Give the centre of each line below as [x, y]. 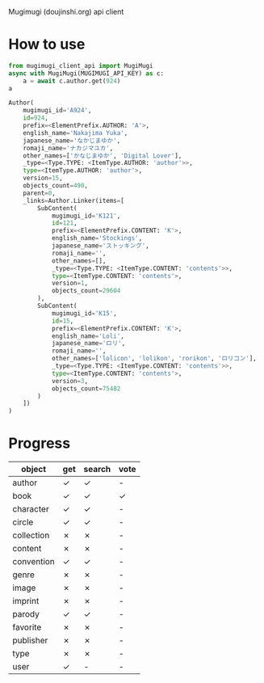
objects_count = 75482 [86, 388]
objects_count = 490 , [56, 186]
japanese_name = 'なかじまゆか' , [72, 141]
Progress [40, 443]
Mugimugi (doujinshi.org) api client [66, 12]
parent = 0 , [40, 193]
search [97, 470]
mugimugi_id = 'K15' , [84, 313]
